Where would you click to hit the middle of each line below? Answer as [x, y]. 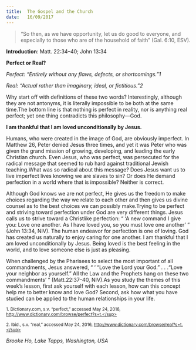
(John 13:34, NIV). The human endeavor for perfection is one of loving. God [97, 231]
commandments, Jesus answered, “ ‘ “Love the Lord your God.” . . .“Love [94, 267]
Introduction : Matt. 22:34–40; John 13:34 [57, 51]
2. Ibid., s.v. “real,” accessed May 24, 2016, [49, 324]
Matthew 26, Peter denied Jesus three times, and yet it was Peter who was [97, 144]
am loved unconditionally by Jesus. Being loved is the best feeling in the [93, 243]
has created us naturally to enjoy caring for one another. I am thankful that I [97, 237]
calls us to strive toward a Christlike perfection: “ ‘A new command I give [94, 218]
